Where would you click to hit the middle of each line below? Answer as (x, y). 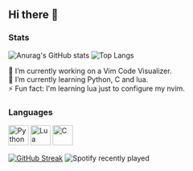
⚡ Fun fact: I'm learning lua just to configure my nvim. (96, 88)
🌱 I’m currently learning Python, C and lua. (78, 79)
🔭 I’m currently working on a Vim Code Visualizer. (90, 71)
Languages (31, 112)
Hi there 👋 (33, 15)
